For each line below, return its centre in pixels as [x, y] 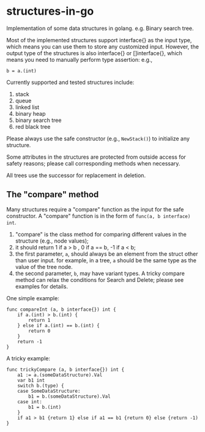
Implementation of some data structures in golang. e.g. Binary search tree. [100, 28]
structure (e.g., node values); [52, 241]
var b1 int [31, 380]
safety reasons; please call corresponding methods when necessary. [93, 163]
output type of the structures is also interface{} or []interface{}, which [94, 53]
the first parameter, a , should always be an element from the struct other [106, 254]
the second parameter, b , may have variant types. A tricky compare [100, 273]
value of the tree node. [44, 267]
